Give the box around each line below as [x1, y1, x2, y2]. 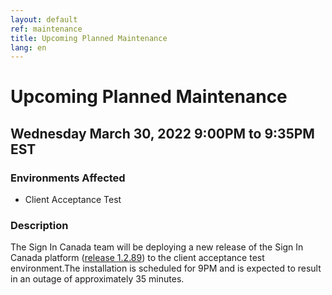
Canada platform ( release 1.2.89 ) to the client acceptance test [10, 252, 265, 264]
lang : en [10, 42, 47, 53]
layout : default [10, 14, 78, 25]
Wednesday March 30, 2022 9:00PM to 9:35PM [10, 125, 315, 142]
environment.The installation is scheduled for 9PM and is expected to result [10, 262, 322, 275]
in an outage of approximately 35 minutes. [10, 273, 185, 285]
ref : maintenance [10, 24, 83, 34]
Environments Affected [10, 171, 126, 185]
